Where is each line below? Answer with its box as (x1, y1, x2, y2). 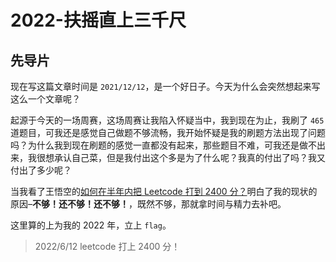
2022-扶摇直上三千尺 (10, 9, 187, 32)
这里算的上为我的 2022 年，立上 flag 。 (10, 219, 172, 231)
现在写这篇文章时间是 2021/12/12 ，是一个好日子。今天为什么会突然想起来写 (10, 81, 321, 92)
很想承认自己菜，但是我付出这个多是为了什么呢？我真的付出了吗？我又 (36, 152, 326, 163)
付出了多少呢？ (10, 164, 72, 176)
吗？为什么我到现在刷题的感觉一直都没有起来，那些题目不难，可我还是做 (10, 139, 308, 151)
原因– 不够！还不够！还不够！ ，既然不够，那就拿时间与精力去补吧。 (10, 198, 287, 210)
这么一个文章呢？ (10, 93, 81, 105)
